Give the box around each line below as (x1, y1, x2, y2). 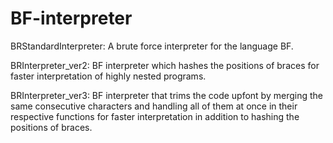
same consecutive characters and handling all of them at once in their (10, 100, 298, 112)
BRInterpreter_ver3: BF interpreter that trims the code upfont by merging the (10, 89, 323, 101)
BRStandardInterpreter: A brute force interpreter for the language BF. (10, 40, 294, 52)
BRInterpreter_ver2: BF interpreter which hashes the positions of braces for (10, 59, 320, 71)
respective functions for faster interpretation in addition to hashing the (10, 110, 300, 122)
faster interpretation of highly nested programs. (10, 70, 207, 82)
